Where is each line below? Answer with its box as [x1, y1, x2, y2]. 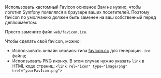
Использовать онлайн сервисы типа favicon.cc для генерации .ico [12, 48, 151, 53]
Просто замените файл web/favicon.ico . [5, 29, 88, 34]
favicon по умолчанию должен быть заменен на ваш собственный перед [5, 15, 156, 20]
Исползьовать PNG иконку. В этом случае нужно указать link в [12, 58, 145, 63]
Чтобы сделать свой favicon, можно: [5, 38, 81, 44]
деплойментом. [5, 19, 38, 25]
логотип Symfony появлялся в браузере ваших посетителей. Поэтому [5, 9, 150, 15]
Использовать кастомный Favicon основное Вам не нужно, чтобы [5, 4, 142, 10]
